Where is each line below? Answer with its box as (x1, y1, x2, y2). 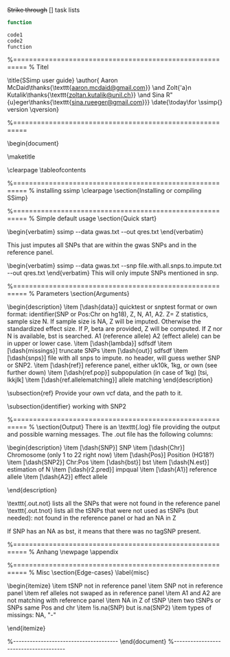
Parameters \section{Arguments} (36, 289, 130, 297)
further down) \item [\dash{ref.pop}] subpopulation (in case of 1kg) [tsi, (7, 368, 209, 376)
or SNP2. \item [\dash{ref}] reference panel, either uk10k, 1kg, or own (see (7, 360, 218, 369)
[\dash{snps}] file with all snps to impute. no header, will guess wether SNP (7, 354, 221, 362)
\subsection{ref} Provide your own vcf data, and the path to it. (7, 389, 183, 397)
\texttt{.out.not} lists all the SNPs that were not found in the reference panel (7, 499, 221, 507)
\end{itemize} (7, 624, 46, 632)
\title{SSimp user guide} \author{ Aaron (7, 76, 118, 84)
